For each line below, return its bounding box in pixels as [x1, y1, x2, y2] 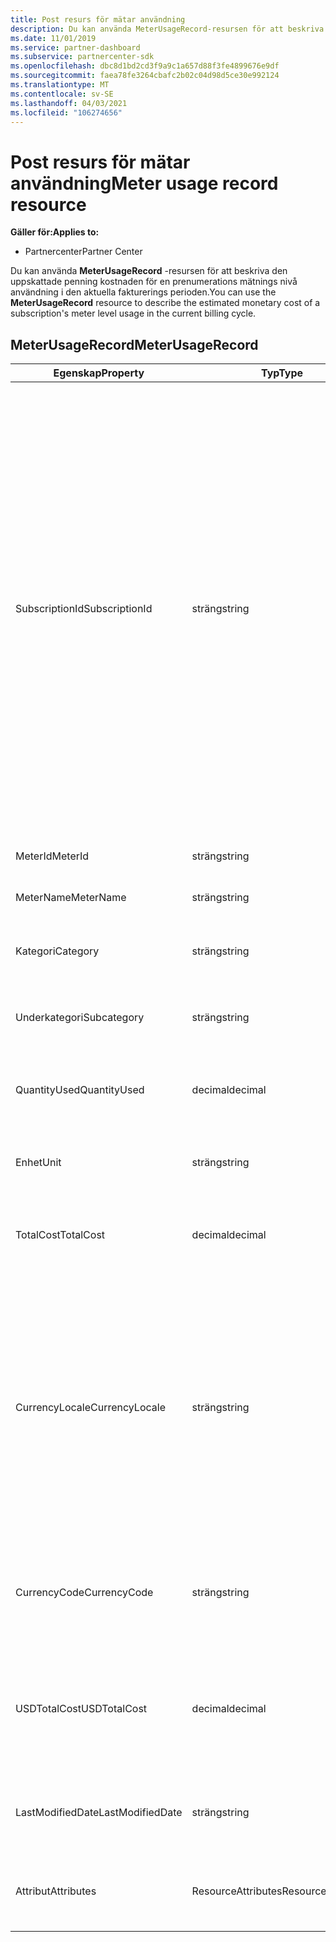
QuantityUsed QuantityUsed [15, 1083, 145, 1097]
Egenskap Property [53, 366, 145, 380]
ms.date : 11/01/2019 [10, 33, 97, 43]
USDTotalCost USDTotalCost [15, 1702, 148, 1716]
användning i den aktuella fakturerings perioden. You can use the [10, 286, 277, 298]
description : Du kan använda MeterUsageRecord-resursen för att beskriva [10, 24, 325, 34]
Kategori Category [15, 944, 100, 958]
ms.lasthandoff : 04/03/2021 [10, 98, 128, 108]
